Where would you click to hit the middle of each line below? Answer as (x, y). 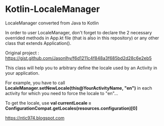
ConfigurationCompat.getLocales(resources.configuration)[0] (71, 108)
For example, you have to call (35, 83)
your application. (22, 73)
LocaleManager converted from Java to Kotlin (52, 23)
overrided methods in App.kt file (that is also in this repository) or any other (82, 38)
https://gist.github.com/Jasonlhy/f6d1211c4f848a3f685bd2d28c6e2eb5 (79, 58)
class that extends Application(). (38, 43)
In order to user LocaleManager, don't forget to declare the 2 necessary (79, 32)
